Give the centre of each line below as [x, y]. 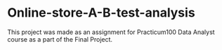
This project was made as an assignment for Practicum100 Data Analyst [111, 32]
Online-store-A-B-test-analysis [101, 13]
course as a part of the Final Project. [60, 39]
